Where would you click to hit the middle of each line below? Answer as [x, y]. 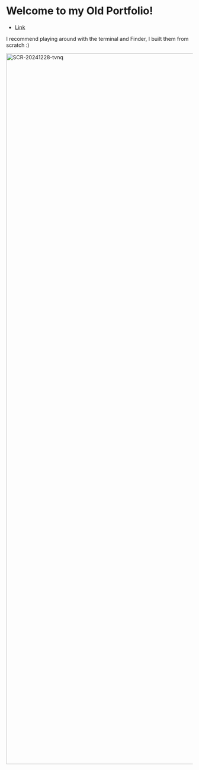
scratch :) [18, 45]
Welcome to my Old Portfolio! [80, 11]
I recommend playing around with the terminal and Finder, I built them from [97, 38]
